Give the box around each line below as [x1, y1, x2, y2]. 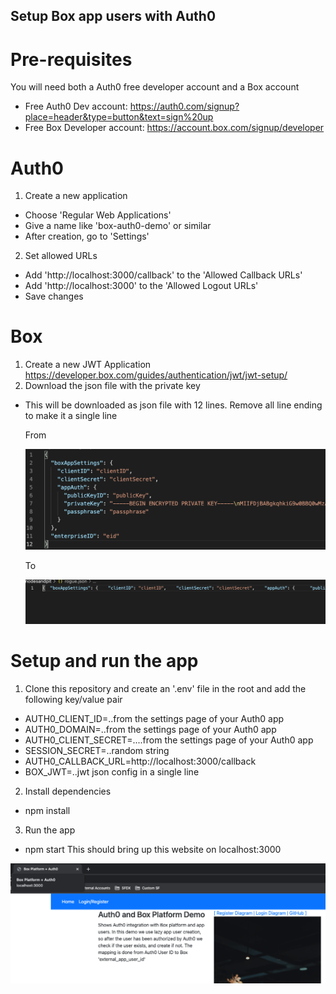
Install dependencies [24, 785, 112, 797]
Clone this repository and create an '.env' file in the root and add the [24, 682, 307, 694]
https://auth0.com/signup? [129, 100, 240, 113]
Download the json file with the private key [24, 380, 201, 392]
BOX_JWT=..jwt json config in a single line [24, 765, 200, 778]
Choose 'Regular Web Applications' [24, 209, 172, 221]
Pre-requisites [10, 48, 133, 71]
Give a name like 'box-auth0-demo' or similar [24, 220, 212, 232]
